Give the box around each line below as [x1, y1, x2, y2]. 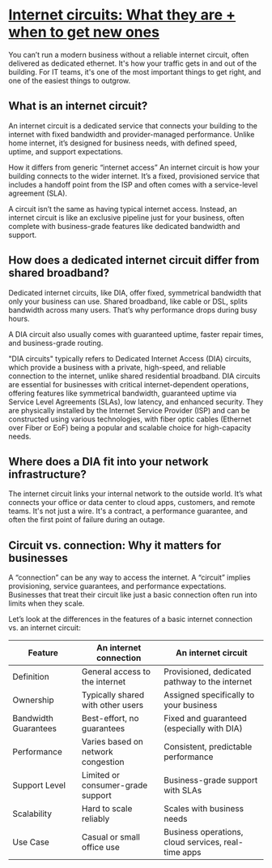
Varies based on [81, 736, 144, 748]
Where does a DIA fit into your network [8, 455, 209, 469]
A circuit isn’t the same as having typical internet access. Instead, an [8, 204, 237, 214]
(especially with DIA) [164, 723, 243, 734]
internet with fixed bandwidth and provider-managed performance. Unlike [8, 129, 255, 139]
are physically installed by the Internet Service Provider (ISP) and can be [8, 405, 250, 415]
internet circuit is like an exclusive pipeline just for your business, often [8, 213, 244, 222]
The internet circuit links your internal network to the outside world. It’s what [8, 489, 263, 499]
